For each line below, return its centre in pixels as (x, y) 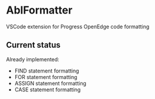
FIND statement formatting (47, 71)
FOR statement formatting (46, 77)
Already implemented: (33, 59)
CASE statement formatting (48, 90)
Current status (33, 45)
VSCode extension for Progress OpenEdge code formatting (78, 27)
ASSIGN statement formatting (50, 83)
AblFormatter (39, 10)
